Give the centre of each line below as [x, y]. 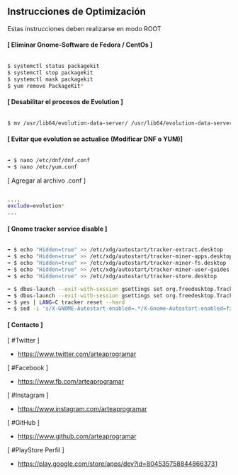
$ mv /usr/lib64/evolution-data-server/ [68, 123]
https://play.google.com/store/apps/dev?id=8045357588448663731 [118, 464]
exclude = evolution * [36, 206]
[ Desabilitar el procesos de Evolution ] [65, 102]
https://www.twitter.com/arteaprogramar [77, 354]
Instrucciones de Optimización [77, 12]
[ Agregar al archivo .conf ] [47, 181]
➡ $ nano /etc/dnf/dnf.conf [49, 160]
